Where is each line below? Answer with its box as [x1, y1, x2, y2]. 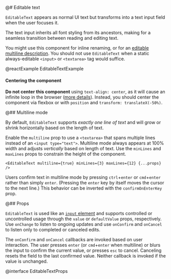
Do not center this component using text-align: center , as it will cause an [5, 89, 165, 95]
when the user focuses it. [5, 20, 59, 26]
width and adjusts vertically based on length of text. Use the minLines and [5, 146, 161, 152]
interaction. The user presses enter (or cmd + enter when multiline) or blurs [5, 242, 161, 248]
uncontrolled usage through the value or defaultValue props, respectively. [5, 216, 162, 222]
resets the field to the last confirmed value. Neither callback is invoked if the [5, 253, 166, 259]
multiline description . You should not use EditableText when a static [5, 51, 149, 56]
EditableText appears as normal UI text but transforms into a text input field [5, 14, 165, 20]
